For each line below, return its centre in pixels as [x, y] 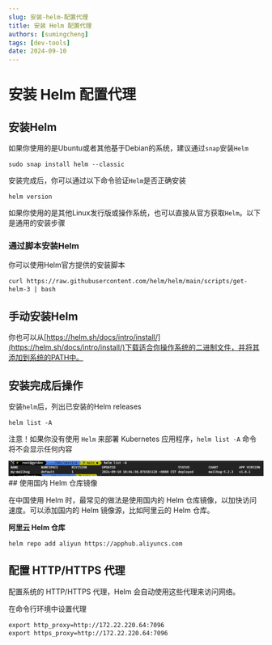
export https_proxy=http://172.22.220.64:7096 [88, 633]
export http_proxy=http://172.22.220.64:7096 [86, 625]
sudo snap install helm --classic [67, 165]
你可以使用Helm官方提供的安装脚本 [67, 265]
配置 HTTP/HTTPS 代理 [67, 571]
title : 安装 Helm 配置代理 [50, 25]
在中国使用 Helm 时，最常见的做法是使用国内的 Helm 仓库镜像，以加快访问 [133, 500]
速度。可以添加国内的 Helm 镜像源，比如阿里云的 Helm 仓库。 [111, 511]
